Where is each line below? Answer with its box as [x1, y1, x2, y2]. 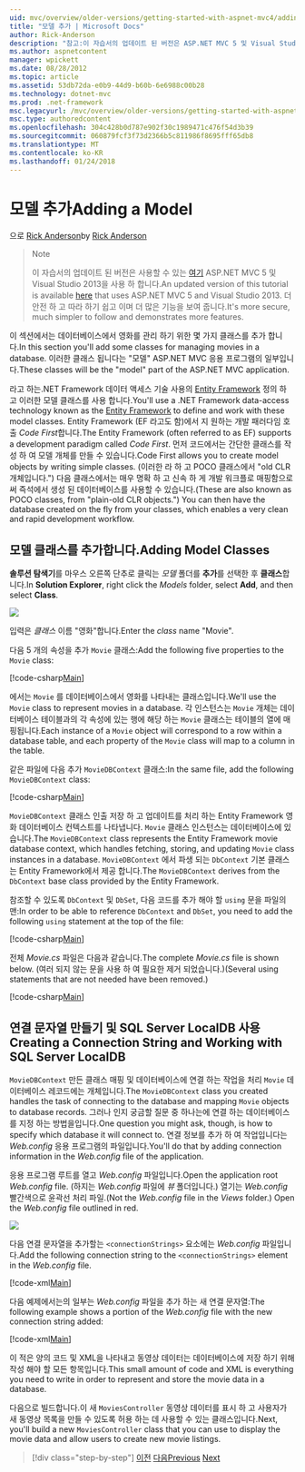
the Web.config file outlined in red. [9, 1202, 139, 1213]
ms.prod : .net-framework [9, 97, 103, 107]
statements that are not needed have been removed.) [9, 973, 209, 985]
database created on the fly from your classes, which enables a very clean [9, 504, 289, 515]
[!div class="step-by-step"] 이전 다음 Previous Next [31, 1452, 221, 1463]
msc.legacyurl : [9, 106, 67, 115]
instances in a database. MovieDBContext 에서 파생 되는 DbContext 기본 [9, 855, 266, 865]
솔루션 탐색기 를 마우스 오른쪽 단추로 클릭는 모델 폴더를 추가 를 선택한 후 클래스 [9, 568, 283, 579]
